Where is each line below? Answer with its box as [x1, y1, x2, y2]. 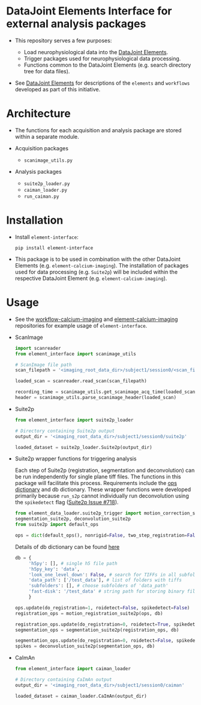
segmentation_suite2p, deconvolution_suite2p [14, 516, 131, 522]
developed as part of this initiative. [14, 85, 101, 93]
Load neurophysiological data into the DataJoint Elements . [23, 48, 169, 55]
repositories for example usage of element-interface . [14, 322, 148, 329]
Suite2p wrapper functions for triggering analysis [14, 455, 137, 462]
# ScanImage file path [14, 362, 72, 368]
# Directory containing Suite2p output [14, 428, 115, 434]
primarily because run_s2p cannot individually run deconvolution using [14, 492, 189, 499]
